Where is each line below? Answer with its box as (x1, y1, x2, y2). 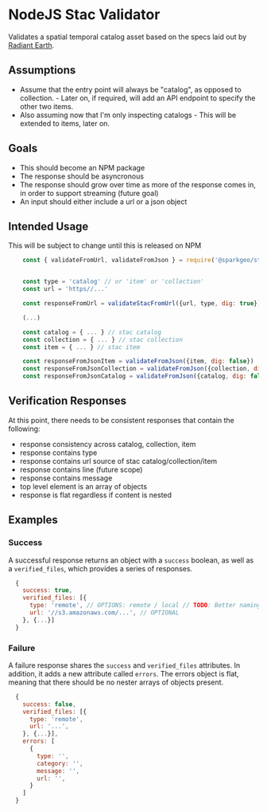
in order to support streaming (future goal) (19, 188, 159, 198)
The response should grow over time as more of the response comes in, (19, 179, 256, 189)
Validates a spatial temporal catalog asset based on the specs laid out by (8, 32, 247, 41)
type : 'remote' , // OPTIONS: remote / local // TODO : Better (29, 602, 237, 610)
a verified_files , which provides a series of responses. (8, 563, 193, 573)
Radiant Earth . (8, 40, 55, 49)
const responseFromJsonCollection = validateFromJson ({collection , (22, 365, 250, 373)
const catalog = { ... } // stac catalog (22, 328, 161, 336)
